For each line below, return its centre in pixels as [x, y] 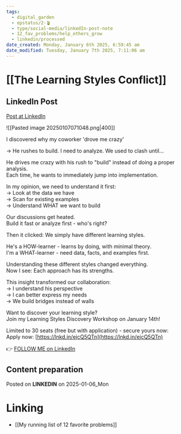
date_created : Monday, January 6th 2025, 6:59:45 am [73, 45]
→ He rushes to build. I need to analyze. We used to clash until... [85, 151]
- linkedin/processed [38, 39]
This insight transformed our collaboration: [59, 282]
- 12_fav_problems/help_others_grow [57, 34]
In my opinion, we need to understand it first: [61, 186]
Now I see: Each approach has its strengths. [60, 270]
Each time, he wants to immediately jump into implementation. [82, 175]
